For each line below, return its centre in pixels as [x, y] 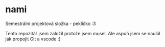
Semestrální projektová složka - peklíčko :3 [51, 24]
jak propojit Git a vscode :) [33, 39]
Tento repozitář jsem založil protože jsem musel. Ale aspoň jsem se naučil [83, 33]
